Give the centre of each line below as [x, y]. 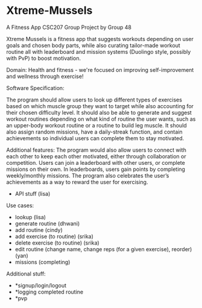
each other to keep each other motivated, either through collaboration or [96, 156]
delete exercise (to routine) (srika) [57, 243]
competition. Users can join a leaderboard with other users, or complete [96, 162]
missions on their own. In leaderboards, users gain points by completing [96, 169]
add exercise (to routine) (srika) [54, 236]
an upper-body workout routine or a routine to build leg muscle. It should [96, 125]
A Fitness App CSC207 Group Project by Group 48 [69, 27]
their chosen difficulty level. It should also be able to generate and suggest [99, 112]
